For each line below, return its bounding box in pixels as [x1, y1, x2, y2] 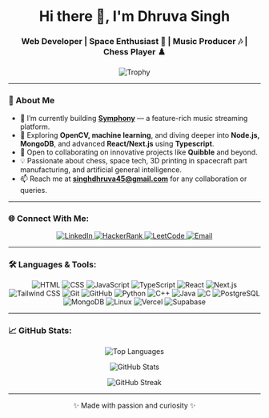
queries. [19, 185, 48, 195]
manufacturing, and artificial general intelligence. [19, 164, 183, 175]
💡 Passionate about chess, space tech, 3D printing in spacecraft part [19, 155, 248, 165]
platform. [19, 122, 50, 131]
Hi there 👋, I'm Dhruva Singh [38, 7, 231, 26]
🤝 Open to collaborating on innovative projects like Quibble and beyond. [19, 147, 258, 157]
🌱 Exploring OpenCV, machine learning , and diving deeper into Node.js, [19, 130, 260, 139]
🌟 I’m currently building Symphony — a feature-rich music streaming [19, 113, 248, 123]
